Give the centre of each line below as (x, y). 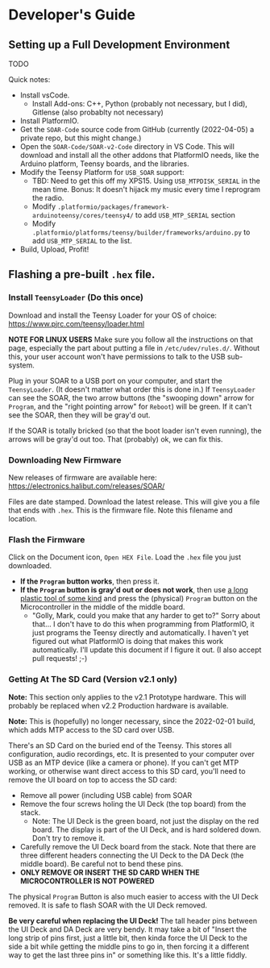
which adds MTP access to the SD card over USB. (91, 729)
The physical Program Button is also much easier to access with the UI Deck (134, 896)
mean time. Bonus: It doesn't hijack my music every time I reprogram (146, 189)
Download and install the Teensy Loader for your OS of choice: (113, 315)
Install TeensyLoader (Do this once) (76, 297)
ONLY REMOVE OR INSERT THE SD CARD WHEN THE (110, 872)
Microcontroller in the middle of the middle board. (102, 607)
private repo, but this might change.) (81, 138)
